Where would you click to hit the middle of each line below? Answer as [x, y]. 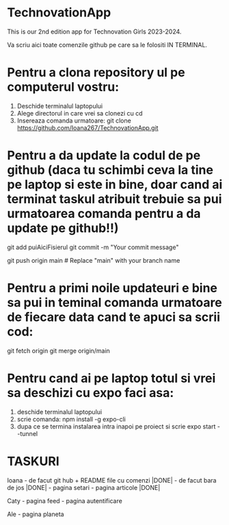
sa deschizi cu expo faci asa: [91, 393]
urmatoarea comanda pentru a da [104, 214]
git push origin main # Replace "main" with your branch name [94, 260]
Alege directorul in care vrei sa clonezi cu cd [80, 113]
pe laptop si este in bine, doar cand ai [115, 184]
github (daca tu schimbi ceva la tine [110, 170]
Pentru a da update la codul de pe [104, 156]
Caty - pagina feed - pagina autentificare [65, 500]
